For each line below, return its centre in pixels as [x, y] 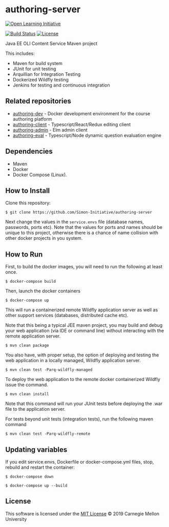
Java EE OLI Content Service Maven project [51, 43]
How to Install [28, 191]
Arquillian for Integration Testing [47, 74]
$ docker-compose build [31, 282]
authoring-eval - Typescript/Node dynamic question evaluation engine [87, 135]
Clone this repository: [28, 203]
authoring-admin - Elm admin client [50, 130]
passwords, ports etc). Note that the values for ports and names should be [84, 227]
